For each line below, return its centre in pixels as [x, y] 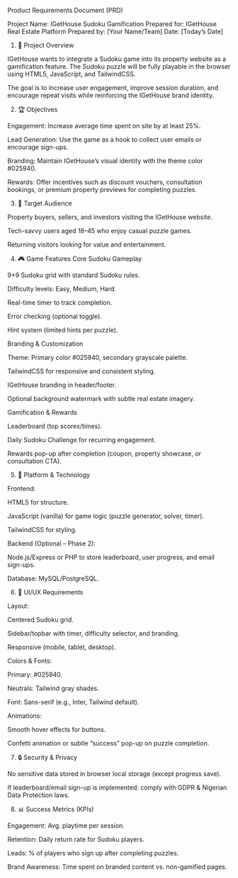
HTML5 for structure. [38, 502]
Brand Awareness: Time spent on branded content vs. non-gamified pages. [117, 867]
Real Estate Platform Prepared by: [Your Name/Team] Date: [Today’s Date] [115, 32]
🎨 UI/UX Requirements [50, 592]
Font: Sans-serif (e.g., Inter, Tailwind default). [73, 702]
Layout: [18, 606]
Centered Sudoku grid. [41, 620]
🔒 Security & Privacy [47, 757]
